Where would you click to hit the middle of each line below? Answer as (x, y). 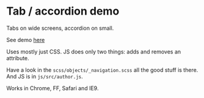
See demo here (26, 40)
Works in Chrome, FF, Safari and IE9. (53, 88)
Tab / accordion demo (63, 11)
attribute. (18, 58)
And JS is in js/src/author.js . (45, 76)
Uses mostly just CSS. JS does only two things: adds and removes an (94, 51)
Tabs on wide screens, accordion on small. (60, 28)
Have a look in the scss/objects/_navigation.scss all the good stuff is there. (102, 70)
